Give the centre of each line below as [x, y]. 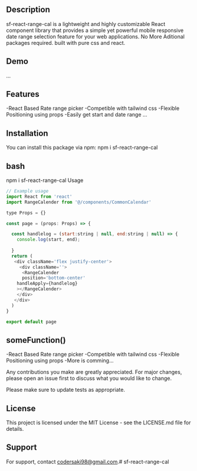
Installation [27, 133]
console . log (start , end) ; [49, 240]
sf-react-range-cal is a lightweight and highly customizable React [86, 24]
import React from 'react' [39, 196]
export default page [32, 321]
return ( [22, 256]
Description [28, 10]
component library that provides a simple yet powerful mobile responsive [95, 30]
